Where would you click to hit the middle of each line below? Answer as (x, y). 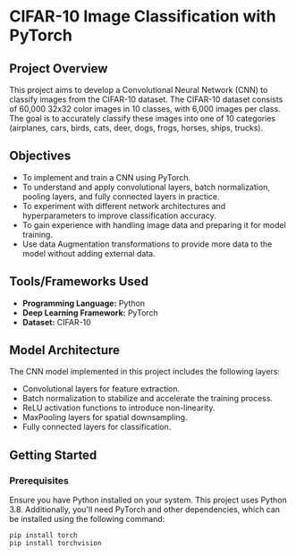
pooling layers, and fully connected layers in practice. (121, 196)
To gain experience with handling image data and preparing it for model (154, 224)
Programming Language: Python (84, 303)
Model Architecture (65, 350)
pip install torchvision (55, 543)
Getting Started (53, 455)
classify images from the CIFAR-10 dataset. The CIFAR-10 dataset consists (146, 99)
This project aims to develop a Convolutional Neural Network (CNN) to (139, 90)
